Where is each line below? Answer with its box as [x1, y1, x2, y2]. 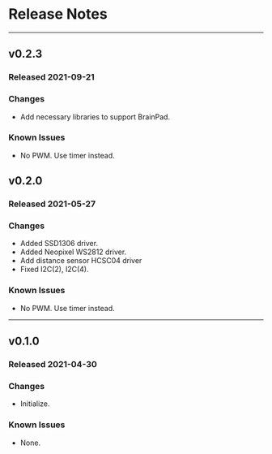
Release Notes [8, 5, 108, 24]
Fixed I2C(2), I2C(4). [19, 265, 89, 275]
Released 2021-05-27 [8, 198, 96, 210]
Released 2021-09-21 [8, 71, 95, 83]
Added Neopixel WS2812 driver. [19, 247, 127, 257]
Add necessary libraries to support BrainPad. [19, 111, 171, 122]
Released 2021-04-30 [8, 359, 97, 370]
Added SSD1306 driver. [19, 239, 99, 249]
